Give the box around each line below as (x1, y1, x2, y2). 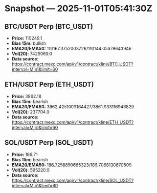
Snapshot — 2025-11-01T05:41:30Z (4, 3, 153, 14)
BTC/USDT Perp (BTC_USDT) (4, 22, 93, 31)
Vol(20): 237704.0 (11, 109, 50, 115)
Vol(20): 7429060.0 (11, 51, 52, 57)
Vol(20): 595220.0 (11, 167, 50, 173)
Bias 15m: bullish (11, 40, 46, 46)
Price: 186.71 (11, 152, 38, 157)
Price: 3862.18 (11, 93, 42, 99)
